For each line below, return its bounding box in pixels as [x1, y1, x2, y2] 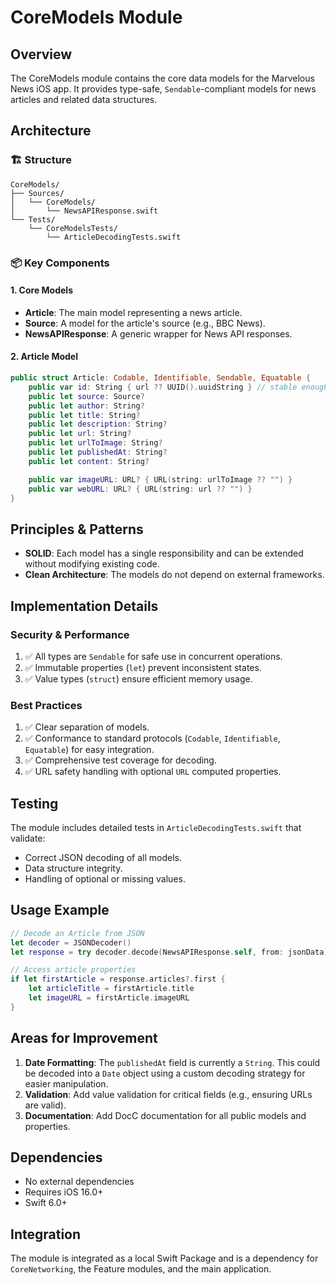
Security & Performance [10, 627, 130, 641]
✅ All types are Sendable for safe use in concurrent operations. [24, 650, 283, 662]
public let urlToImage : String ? [28, 438, 163, 448]
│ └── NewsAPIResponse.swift [10, 206, 159, 216]
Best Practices [10, 698, 83, 712]
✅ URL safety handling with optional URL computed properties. [24, 766, 282, 778]
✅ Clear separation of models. [24, 721, 150, 733]
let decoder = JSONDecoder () [10, 937, 132, 948]
